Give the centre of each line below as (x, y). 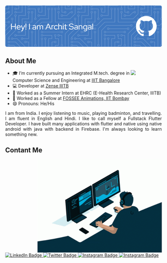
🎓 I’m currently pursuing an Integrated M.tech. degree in (71, 73)
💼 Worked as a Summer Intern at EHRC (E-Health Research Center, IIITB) (87, 93)
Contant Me (24, 150)
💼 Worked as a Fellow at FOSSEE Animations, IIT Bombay (71, 98)
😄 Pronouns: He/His (33, 104)
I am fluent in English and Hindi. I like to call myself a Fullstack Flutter (83, 119)
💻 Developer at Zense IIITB (41, 86)
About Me (21, 61)
